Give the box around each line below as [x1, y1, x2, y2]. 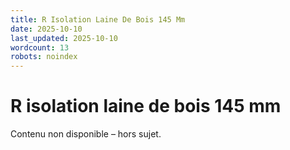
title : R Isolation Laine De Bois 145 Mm [10, 14, 186, 25]
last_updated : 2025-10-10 [10, 33, 118, 43]
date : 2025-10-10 [10, 24, 83, 34]
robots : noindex [10, 52, 78, 62]
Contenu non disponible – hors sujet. [10, 128, 162, 140]
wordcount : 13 [10, 42, 70, 53]
